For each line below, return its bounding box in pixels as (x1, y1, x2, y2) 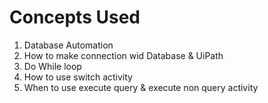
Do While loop (23, 60, 82, 72)
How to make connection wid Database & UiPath (23, 49, 224, 61)
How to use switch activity (23, 71, 133, 83)
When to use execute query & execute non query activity (23, 81, 259, 93)
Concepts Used (9, 6, 141, 29)
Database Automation (23, 39, 114, 51)
